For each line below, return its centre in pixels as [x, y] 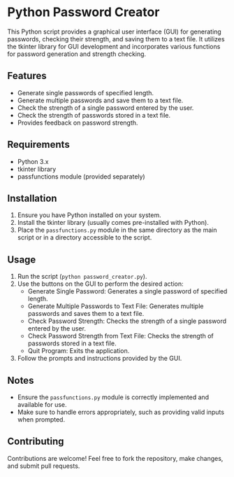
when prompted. [41, 420]
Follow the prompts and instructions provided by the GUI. [100, 359]
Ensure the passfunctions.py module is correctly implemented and [113, 397]
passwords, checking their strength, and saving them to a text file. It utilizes [116, 39]
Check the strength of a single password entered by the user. [105, 108]
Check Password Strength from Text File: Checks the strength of [121, 336]
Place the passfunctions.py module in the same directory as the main [117, 230]
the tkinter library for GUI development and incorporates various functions [114, 46]
